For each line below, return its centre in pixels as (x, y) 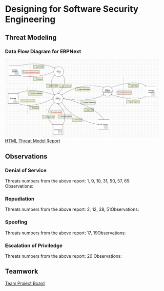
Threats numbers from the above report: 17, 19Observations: (65, 233)
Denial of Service (26, 170)
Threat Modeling (31, 37)
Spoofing (16, 222)
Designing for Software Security (72, 9)
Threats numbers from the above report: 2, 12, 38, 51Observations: (72, 209)
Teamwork (21, 272)
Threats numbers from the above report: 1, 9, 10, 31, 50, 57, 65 (67, 181)
